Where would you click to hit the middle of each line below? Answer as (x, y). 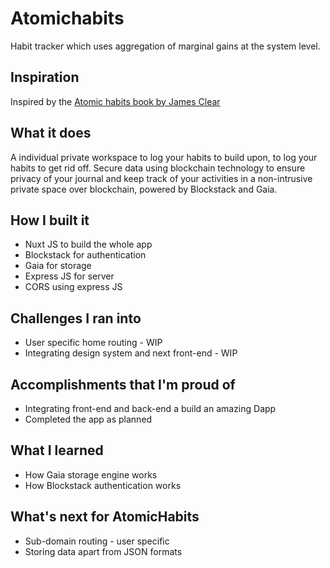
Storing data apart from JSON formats (103, 551)
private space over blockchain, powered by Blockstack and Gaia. (144, 189)
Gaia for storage (58, 266)
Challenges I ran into (76, 318)
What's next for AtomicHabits (105, 517)
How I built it (50, 220)
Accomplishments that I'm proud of (123, 384)
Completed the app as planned (88, 419)
